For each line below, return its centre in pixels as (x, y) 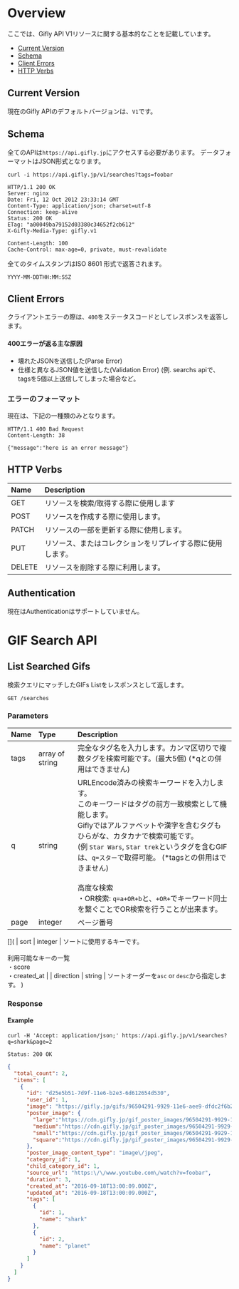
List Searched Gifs (49, 667)
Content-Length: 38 (36, 435)
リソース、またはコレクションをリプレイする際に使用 (133, 543)
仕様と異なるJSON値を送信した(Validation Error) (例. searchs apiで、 (118, 369)
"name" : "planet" (65, 1246)
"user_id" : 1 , (47, 1100)
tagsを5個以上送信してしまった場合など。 (79, 379)
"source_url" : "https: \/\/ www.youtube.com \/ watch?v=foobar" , (119, 1173)
